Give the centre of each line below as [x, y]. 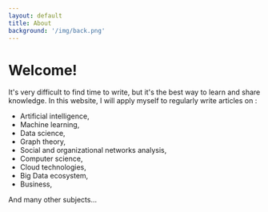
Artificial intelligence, [54, 116]
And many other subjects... [53, 200]
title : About [30, 23]
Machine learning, [50, 125]
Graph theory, [43, 142]
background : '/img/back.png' [57, 30]
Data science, [42, 134]
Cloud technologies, [53, 167]
